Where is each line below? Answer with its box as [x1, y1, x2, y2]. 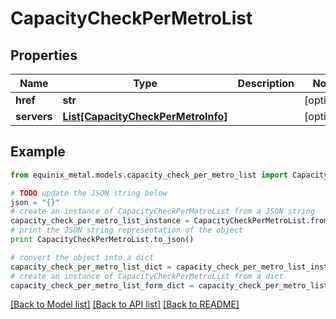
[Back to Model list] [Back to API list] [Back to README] [10, 298, 240, 311]
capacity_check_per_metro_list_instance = [10, 216, 190, 226]
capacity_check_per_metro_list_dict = [10, 262, 172, 272]
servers [15, 110, 53, 123]
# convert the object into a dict [10, 252, 155, 262]
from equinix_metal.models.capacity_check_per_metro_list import [10, 170, 288, 180]
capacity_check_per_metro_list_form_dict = [10, 280, 195, 291]
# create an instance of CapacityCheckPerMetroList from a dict [10, 271, 284, 281]
